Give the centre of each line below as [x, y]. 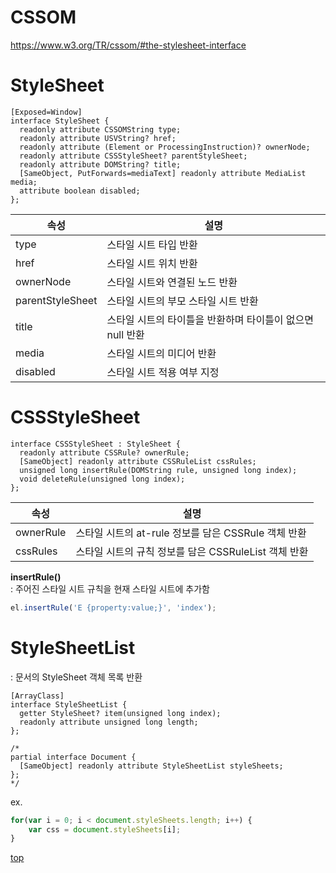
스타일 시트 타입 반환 [152, 244]
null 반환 [125, 334]
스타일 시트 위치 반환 [152, 263]
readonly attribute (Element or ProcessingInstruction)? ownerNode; [165, 147]
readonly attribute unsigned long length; [109, 722]
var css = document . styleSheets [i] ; [105, 829]
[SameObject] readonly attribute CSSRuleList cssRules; [138, 461]
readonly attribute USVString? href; [98, 138]
